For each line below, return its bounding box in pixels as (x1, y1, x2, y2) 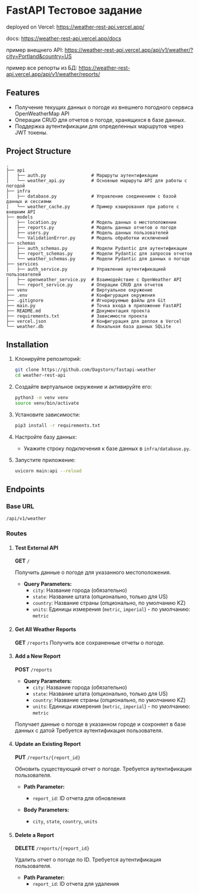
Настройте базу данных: (14, 433, 77, 441)
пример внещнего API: (6, 46, 64, 54)
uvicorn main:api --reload (14, 468, 82, 474)
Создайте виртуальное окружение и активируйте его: (14, 383, 153, 391)
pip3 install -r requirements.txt (14, 422, 100, 429)
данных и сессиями (6, 198, 52, 204)
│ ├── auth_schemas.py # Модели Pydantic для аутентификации (6, 245, 187, 251)
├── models (6, 214, 33, 220)
